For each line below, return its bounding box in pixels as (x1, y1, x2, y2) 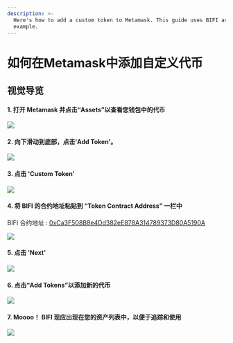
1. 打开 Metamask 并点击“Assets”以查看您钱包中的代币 (7, 105, 165, 114)
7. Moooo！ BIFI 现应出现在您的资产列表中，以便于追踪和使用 (7, 313, 182, 321)
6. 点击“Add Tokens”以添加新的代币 (7, 281, 111, 289)
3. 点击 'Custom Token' (7, 169, 75, 177)
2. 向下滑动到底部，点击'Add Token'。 (7, 137, 117, 146)
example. (13, 23, 39, 30)
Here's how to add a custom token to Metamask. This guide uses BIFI (13, 17, 218, 24)
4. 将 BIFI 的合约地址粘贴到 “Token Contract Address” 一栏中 (7, 202, 182, 210)
